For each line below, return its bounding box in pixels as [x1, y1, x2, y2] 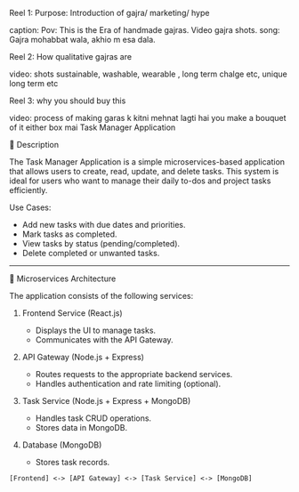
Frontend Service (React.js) [21, 308, 123, 319]
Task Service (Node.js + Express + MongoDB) [21, 396, 191, 406]
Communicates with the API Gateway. [35, 335, 174, 345]
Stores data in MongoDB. [35, 423, 128, 432]
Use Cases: [9, 202, 52, 213]
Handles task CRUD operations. [35, 413, 152, 423]
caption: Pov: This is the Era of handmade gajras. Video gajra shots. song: [9, 25, 280, 35]
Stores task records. [35, 457, 110, 467]
